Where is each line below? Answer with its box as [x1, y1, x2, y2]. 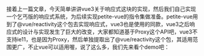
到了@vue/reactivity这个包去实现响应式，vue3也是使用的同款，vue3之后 [6, 21, 190, 27]
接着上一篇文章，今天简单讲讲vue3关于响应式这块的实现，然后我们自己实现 [6, 5, 196, 12]
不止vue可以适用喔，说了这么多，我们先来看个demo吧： [27, 43, 170, 51]
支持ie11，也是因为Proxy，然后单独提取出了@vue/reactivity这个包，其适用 [6, 36, 193, 43]
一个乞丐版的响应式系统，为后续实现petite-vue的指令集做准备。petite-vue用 [6, 13, 198, 20]
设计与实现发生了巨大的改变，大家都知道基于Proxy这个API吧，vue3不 [22, 28, 198, 35]
